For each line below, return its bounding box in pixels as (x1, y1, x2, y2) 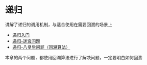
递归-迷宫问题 (12, 38, 41, 44)
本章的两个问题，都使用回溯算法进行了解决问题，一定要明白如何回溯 (5, 54, 143, 60)
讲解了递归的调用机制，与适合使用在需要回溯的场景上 (5, 22, 113, 27)
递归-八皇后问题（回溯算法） (12, 44, 71, 50)
